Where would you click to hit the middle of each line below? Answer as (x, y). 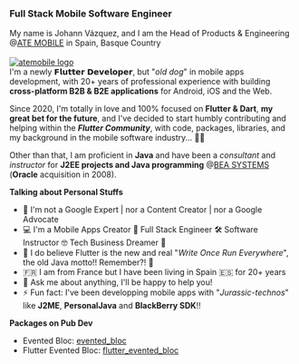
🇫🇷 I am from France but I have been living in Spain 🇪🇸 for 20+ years (154, 272)
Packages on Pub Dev (51, 323)
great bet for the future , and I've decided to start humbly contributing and (148, 118)
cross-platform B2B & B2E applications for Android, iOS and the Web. (141, 91)
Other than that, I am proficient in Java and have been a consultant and (143, 155)
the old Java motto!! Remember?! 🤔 (88, 262)
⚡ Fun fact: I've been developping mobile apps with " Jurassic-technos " (156, 292)
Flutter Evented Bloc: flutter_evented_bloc (101, 350)
